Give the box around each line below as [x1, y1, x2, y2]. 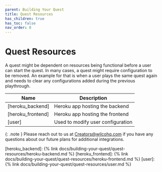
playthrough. [5, 83, 31, 89]
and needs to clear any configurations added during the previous [5, 78, 135, 84]
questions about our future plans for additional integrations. [5, 136, 125, 142]
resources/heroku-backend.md [5, 151, 68, 157]
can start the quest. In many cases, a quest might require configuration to [5, 68, 152, 74]
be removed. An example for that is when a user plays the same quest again [5, 73, 157, 78]
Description [79, 95, 108, 101]
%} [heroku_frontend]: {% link [68, 151, 128, 157]
